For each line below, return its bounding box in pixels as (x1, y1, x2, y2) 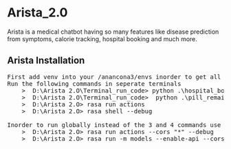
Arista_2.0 (7, 5, 68, 21)
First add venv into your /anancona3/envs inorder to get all (7, 73, 221, 80)
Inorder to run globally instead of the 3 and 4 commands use (7, 121, 221, 128)
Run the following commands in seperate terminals (7, 80, 181, 87)
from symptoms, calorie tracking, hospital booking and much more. (7, 34, 198, 43)
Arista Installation (7, 55, 85, 67)
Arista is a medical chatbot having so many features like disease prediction (7, 27, 219, 36)
